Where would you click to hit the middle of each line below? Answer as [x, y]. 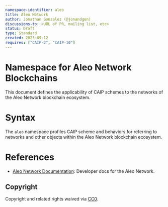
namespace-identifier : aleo [35, 10]
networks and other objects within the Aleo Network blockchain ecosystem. [84, 137]
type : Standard [21, 33]
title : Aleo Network [27, 15]
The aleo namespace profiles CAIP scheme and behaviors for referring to [81, 132]
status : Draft [20, 29]
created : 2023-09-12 [27, 38]
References [30, 157]
